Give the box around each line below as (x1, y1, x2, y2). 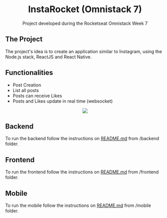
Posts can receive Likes (12, 93, 62, 99)
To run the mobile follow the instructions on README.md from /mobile (5, 202, 151, 208)
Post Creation (12, 82, 41, 88)
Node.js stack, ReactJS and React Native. (5, 54, 92, 60)
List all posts (12, 87, 39, 93)
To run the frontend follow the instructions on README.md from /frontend (5, 169, 159, 175)
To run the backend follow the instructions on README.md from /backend (5, 136, 159, 142)
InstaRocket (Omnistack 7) (28, 4, 142, 15)
